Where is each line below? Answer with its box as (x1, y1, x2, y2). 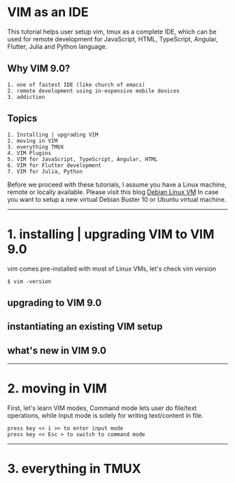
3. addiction (7, 93, 45, 100)
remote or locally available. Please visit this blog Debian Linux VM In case (7, 187, 219, 196)
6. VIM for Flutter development (7, 162, 101, 169)
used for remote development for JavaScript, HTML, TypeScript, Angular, (7, 34, 218, 43)
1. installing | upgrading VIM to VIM (7, 226, 215, 242)
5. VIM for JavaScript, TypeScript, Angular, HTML (7, 156, 158, 163)
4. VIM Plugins (7, 149, 52, 156)
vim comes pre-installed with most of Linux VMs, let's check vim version (7, 264, 217, 273)
